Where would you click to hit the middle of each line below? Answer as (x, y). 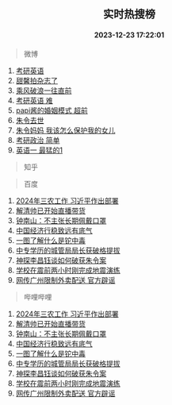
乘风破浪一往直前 (44, 91)
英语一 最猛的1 (39, 150)
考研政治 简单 (38, 140)
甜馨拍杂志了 (36, 80)
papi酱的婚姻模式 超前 (52, 110)
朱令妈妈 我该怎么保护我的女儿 (65, 130)
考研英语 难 (34, 100)
